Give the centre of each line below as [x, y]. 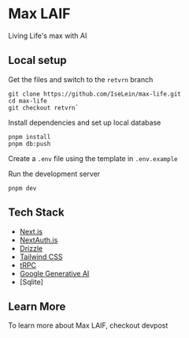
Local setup [37, 60]
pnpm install [30, 137]
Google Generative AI [54, 273]
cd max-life [28, 101]
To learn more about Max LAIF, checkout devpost [88, 325]
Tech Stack [36, 213]
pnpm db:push [30, 144]
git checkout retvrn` [44, 107]
